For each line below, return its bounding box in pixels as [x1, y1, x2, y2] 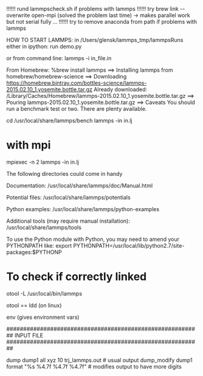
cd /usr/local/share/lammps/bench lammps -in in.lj [6, 117, 132, 124]
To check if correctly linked [6, 270, 147, 284]
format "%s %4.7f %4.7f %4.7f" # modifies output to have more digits [6, 363, 182, 370]
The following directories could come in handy [6, 170, 123, 177]
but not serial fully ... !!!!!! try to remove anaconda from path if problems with [6, 18, 198, 25]
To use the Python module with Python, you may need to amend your [6, 235, 180, 243]
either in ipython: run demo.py [6, 43, 82, 50]
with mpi [6, 138, 51, 152]
